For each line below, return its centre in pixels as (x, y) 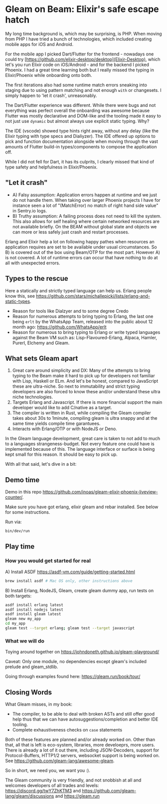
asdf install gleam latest (33, 614)
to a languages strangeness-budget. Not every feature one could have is (80, 444)
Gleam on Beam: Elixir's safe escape (82, 9)
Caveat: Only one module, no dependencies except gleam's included (76, 662)
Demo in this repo (23, 492)
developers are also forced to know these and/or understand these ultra (86, 392)
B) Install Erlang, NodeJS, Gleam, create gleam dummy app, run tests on (79, 590)
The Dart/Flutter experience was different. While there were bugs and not (81, 105)
